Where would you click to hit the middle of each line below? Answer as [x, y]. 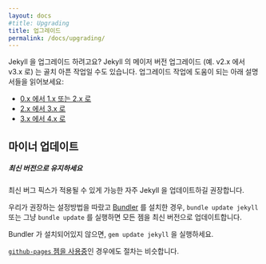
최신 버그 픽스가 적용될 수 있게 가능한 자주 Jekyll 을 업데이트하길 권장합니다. [127, 190]
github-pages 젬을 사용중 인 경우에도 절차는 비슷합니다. [94, 251]
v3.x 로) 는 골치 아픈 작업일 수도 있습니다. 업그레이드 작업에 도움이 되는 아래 [126, 72]
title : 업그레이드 [35, 30]
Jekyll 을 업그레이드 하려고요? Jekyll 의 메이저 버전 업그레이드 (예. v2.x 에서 [127, 62]
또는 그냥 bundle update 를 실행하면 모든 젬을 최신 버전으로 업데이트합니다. [125, 217]
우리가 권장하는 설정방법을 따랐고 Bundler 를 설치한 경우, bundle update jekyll [133, 207]
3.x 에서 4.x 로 [43, 119]
